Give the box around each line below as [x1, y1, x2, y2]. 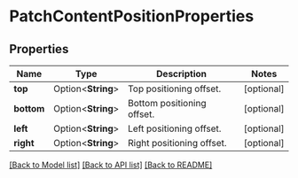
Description [156, 68, 207, 80]
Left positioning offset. [127, 122, 222, 135]
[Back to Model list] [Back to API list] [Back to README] [9, 159, 213, 170]
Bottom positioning [127, 97, 207, 109]
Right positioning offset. [127, 137, 228, 149]
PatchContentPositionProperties [9, 6, 255, 27]
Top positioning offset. [127, 82, 222, 95]
